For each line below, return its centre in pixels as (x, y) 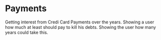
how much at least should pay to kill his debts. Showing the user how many (80, 27)
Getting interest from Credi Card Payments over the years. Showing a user (80, 22)
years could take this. (27, 32)
